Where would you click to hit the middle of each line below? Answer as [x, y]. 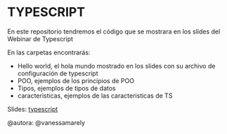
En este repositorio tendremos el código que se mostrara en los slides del [114, 31]
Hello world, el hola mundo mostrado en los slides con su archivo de [116, 66]
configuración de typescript [58, 73]
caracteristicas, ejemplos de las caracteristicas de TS [95, 96]
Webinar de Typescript [40, 38]
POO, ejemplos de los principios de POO [76, 80]
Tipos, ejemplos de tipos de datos [66, 88]
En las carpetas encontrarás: [49, 52]
